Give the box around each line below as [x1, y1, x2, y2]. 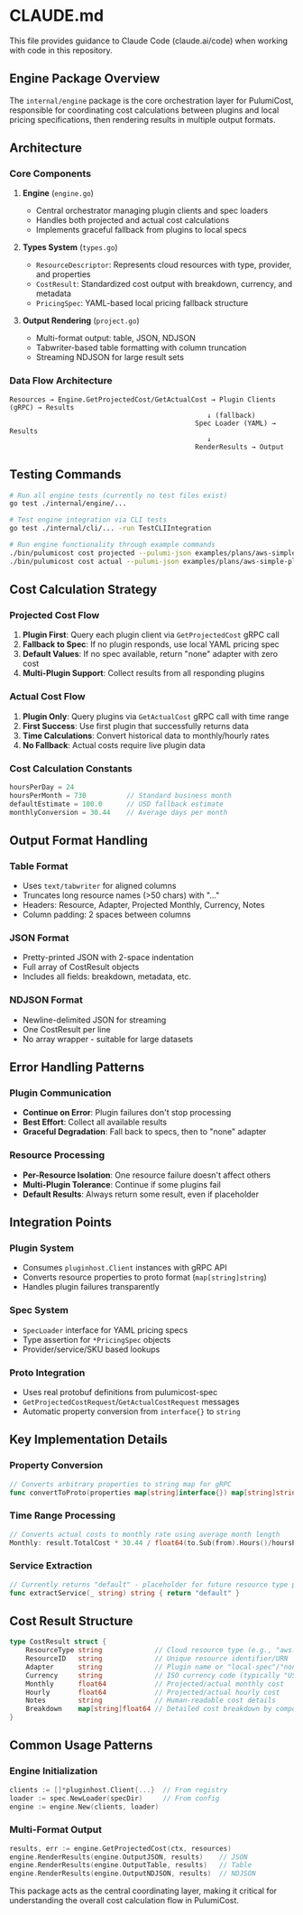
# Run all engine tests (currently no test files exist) [9, 491, 228, 500]
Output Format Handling [9, 832, 149, 848]
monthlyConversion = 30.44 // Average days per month [9, 808, 228, 817]
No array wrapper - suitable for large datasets [22, 1033, 194, 1044]
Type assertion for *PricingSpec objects [22, 1334, 171, 1345]
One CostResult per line [22, 1023, 111, 1034]
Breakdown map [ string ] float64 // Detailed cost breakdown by [25, 1705, 272, 1714]
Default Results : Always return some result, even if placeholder [22, 1189, 260, 1199]
